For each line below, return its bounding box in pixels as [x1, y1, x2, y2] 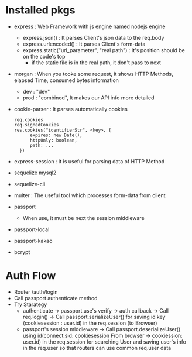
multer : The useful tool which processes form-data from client [13, 191, 166, 199]
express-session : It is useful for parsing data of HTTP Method [13, 157, 165, 164]
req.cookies [13, 116, 43, 123]
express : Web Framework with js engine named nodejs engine [13, 23, 166, 30]
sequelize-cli [13, 180, 46, 187]
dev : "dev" [22, 88, 50, 95]
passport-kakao [13, 237, 53, 244]
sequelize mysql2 [13, 169, 57, 176]
